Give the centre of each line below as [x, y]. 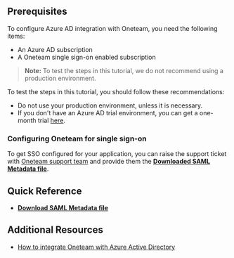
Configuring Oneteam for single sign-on [77, 138]
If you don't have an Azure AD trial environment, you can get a [108, 112]
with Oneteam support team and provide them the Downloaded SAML [109, 162]
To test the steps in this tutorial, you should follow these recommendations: [116, 91]
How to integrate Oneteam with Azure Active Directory [96, 247]
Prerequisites [37, 12]
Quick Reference [45, 191]
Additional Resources [55, 230]
